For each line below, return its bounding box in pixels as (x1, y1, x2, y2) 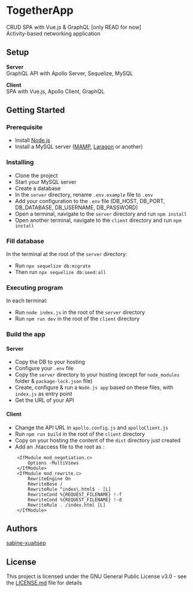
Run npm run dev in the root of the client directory (14, 315, 140, 322)
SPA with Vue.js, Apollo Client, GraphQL (6, 88, 105, 95)
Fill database (6, 237, 45, 245)
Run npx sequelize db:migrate (14, 262, 91, 269)
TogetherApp (6, 4, 74, 17)
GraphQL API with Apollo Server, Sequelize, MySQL (6, 70, 134, 77)
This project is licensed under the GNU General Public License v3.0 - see (6, 573, 187, 580)
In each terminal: (6, 297, 48, 304)
